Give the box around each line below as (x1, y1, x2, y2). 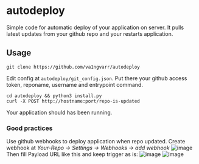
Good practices (6, 124, 53, 132)
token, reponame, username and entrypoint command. (6, 81, 143, 88)
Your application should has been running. (6, 109, 113, 116)
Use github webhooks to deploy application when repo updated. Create (6, 138, 186, 145)
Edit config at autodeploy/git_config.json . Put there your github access (6, 74, 187, 82)
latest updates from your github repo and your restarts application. (6, 30, 173, 37)
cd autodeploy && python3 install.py (6, 92, 102, 99)
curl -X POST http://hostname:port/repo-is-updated (6, 98, 140, 104)
